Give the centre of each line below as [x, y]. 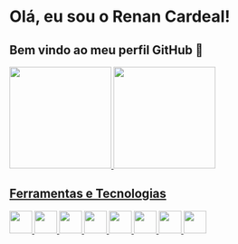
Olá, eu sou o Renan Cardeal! [120, 17]
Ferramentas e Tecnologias [88, 194]
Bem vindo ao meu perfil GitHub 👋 [106, 50]
